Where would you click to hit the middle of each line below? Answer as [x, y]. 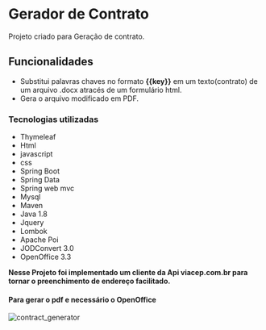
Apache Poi [39, 240]
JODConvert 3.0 [47, 249]
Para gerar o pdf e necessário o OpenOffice [83, 299]
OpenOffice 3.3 [46, 257]
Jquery [32, 223]
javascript [36, 154]
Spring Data [40, 180]
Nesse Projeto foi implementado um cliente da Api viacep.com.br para [128, 273]
